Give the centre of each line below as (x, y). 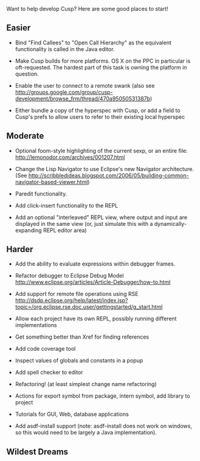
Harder (20, 249)
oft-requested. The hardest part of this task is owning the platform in (101, 67)
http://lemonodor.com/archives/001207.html (70, 157)
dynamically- (171, 223)
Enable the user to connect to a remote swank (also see (85, 85)
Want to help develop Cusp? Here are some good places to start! (87, 9)
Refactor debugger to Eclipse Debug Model (69, 276)
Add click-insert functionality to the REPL (67, 205)
